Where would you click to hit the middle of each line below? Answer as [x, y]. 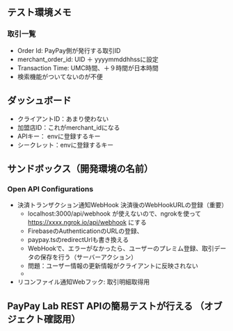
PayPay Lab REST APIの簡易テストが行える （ [106, 306]
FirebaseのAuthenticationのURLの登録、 [85, 231]
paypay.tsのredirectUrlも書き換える [78, 240]
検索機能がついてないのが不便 [60, 76]
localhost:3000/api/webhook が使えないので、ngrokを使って [114, 213]
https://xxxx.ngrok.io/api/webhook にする [87, 223]
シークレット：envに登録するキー [65, 145]
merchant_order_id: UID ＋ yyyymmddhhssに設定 [88, 59]
